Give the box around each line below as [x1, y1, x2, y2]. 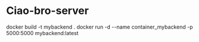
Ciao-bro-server [6, 4, 89, 17]
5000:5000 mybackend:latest [6, 29, 79, 36]
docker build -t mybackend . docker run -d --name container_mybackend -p [6, 23, 193, 30]
